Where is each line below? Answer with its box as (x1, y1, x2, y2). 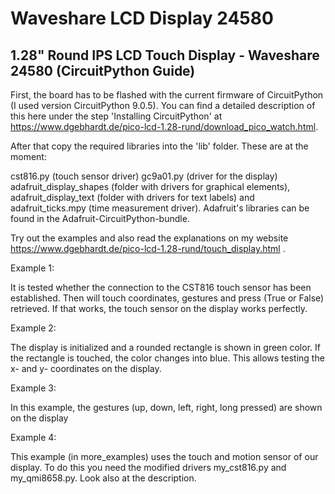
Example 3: (10, 382, 57, 394)
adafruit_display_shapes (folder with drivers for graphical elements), (10, 181, 291, 192)
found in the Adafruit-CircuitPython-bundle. (10, 213, 190, 224)
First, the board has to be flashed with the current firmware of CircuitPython (10, 89, 324, 101)
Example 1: (10, 262, 55, 274)
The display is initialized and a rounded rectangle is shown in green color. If (10, 342, 321, 353)
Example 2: (10, 322, 57, 334)
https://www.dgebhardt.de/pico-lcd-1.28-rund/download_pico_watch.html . (10, 121, 319, 132)
